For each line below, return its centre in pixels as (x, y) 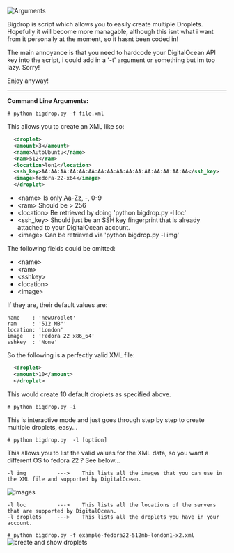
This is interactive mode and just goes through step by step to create (106, 420)
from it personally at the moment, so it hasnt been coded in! (93, 39)
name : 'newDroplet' (42, 318)
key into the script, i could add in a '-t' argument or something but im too (111, 60)
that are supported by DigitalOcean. (62, 511)
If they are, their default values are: (57, 305)
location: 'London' (36, 330)
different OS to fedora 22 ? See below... (64, 460)
